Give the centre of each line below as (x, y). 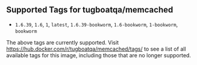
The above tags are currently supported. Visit (63, 42)
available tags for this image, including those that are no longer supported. (99, 55)
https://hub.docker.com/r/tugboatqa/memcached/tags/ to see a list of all (96, 49)
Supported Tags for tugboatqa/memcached (90, 10)
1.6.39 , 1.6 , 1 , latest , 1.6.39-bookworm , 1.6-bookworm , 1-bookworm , (96, 24)
